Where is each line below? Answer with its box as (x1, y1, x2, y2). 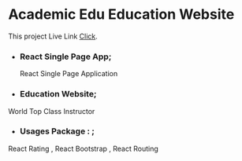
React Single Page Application (19, 69, 118, 79)
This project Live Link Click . (8, 31, 99, 41)
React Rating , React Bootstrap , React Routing (8, 144, 159, 153)
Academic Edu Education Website (8, 5, 235, 24)
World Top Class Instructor (8, 106, 95, 115)
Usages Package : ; (19, 126, 95, 137)
